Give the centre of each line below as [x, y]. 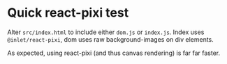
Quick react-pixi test [68, 13]
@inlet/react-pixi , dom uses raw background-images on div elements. [111, 39]
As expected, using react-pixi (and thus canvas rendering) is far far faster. [114, 53]
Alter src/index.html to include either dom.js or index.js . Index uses [106, 32]
